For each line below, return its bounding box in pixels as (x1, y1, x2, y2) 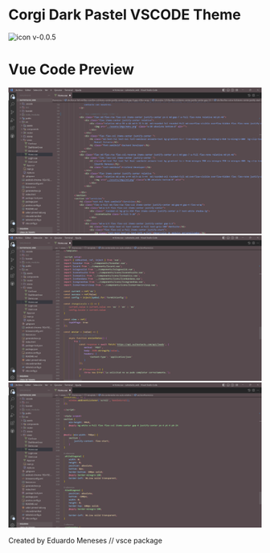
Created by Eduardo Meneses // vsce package (8, 535, 163, 545)
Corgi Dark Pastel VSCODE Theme (8, 6, 241, 24)
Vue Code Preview (8, 60, 135, 79)
